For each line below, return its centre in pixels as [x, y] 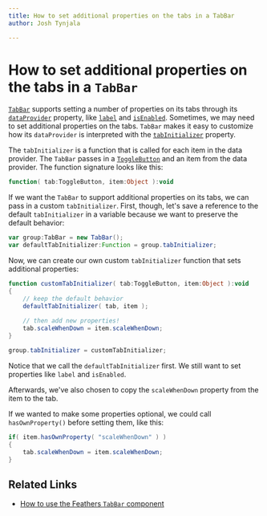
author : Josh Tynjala [44, 23]
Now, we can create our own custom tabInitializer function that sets [125, 261]
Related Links [43, 484]
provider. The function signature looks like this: [86, 167]
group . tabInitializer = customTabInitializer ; [87, 351]
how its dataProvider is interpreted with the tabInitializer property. [122, 135]
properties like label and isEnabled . [67, 374]
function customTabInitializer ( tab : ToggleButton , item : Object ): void [129, 284]
